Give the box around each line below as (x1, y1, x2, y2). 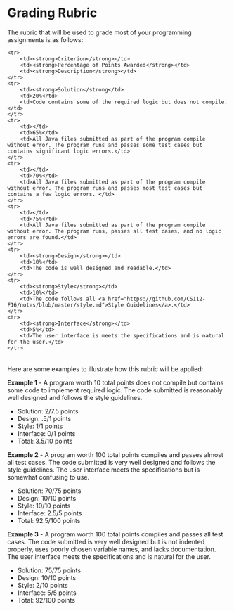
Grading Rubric (7, 5, 98, 21)
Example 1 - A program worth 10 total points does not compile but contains (7, 378, 224, 387)
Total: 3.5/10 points (17, 437, 73, 445)
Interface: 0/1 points (17, 429, 76, 437)
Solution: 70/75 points (17, 487, 82, 495)
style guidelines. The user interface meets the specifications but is (7, 465, 200, 474)
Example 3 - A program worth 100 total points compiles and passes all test (7, 529, 223, 539)
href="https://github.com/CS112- (108, 295, 206, 302)
